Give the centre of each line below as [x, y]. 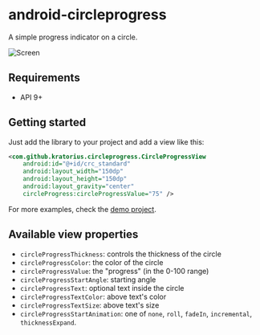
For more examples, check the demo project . [82, 209]
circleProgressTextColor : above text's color [93, 296]
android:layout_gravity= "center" [79, 186]
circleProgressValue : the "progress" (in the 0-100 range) [114, 271]
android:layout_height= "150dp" [75, 179]
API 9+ [31, 97]
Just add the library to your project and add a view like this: [106, 141]
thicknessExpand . [48, 322]
